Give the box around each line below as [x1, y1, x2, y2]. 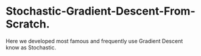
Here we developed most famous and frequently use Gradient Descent [5, 37, 183, 44]
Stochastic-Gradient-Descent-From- [5, 4, 196, 18]
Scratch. [5, 17, 50, 31]
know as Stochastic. [5, 44, 57, 51]
